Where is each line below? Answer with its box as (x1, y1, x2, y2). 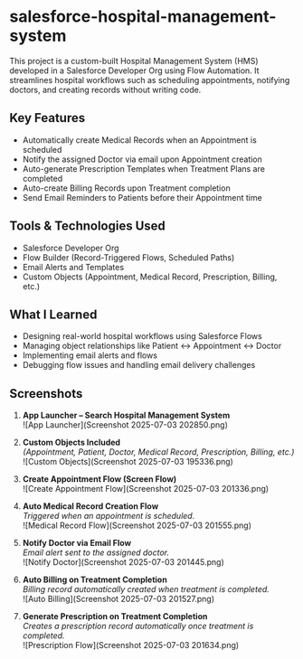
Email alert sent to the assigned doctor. (22, 547, 170, 558)
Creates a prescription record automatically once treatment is (22, 621, 254, 632)
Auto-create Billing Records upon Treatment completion (22, 183, 231, 193)
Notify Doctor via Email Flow (22, 538, 132, 549)
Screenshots (9, 386, 83, 401)
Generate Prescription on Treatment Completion (22, 611, 208, 622)
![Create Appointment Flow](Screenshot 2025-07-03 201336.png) (22, 484, 270, 494)
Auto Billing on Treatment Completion (22, 574, 167, 585)
